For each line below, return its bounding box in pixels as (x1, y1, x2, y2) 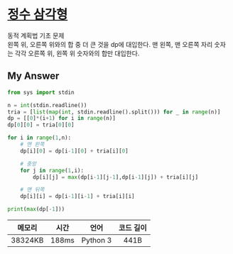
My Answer (7, 70, 60, 82)
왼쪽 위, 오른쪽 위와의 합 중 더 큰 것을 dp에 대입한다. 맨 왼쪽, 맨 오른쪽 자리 (7, 40, 213, 48)
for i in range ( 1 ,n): (7, 134, 72, 142)
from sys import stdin (7, 89, 75, 96)
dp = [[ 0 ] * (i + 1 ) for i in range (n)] (7, 115, 116, 122)
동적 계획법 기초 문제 (7, 31, 65, 40)
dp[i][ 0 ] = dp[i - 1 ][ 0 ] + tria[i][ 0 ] (20, 147, 129, 155)
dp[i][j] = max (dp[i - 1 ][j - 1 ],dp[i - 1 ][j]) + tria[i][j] (33, 173, 199, 181)
